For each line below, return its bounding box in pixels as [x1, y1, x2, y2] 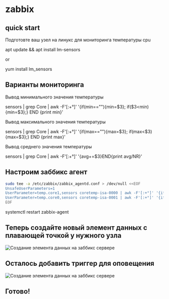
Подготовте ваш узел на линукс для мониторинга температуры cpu [5, 37, 151, 43]
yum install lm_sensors [5, 66, 52, 72]
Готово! [5, 287, 30, 296]
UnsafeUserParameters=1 [5, 186, 55, 191]
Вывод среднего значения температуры [5, 143, 92, 149]
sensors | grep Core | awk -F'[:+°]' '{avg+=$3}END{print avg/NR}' [5, 153, 142, 159]
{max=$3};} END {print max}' [5, 134, 66, 140]
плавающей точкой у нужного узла [5, 231, 122, 240]
